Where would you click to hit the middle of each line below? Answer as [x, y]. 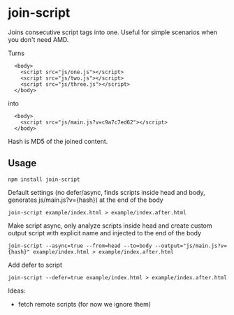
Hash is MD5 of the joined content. [58, 141]
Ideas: [17, 291]
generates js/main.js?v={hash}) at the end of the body [86, 200]
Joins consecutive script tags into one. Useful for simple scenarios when [113, 32]
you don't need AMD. [38, 39]
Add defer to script [35, 265]
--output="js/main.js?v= [191, 246]
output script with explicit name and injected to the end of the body [105, 233]
